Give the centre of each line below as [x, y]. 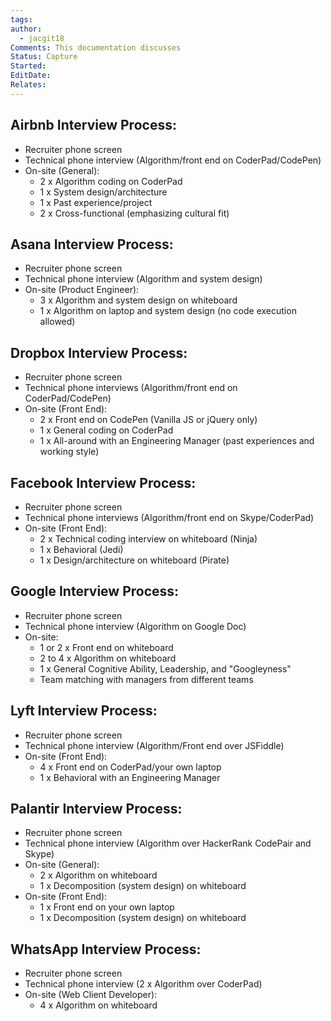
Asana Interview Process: [92, 244]
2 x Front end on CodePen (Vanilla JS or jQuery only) [148, 420]
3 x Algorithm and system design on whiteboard [138, 300]
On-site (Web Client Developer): [91, 995]
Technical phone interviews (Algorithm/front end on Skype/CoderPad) [169, 517]
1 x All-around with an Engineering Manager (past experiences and [177, 441]
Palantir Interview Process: [96, 809]
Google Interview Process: [95, 591]
